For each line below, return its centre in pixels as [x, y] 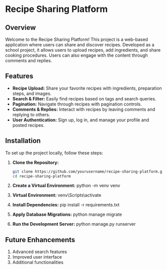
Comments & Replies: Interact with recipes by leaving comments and [84, 109]
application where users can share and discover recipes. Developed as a [80, 45]
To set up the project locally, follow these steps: [54, 153]
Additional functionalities [38, 263]
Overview [21, 28]
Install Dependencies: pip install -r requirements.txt [66, 205]
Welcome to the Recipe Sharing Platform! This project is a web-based [77, 39]
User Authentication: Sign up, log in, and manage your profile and [81, 120]
